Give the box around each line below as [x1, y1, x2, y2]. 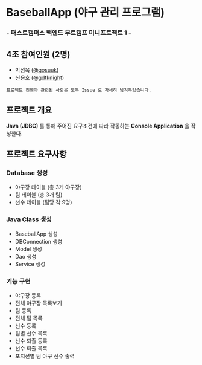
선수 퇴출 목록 [14, 345, 48, 352]
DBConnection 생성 [14, 237, 63, 245]
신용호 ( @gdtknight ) [14, 74, 65, 81]
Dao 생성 [14, 253, 37, 260]
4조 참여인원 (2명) [6, 49, 71, 59]
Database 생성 [6, 169, 48, 177]
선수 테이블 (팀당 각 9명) [14, 199, 72, 206]
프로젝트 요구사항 [6, 149, 67, 160]
